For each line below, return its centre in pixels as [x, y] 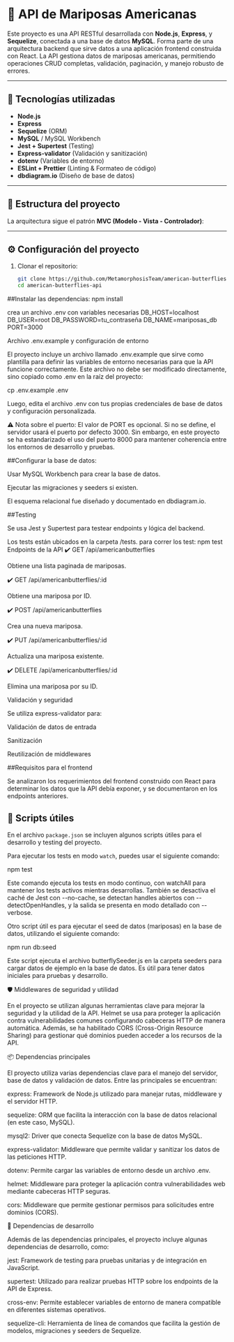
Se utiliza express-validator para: [55, 714]
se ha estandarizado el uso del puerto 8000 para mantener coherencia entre [117, 440]
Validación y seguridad [40, 700]
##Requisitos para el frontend [50, 767]
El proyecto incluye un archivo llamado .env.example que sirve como [106, 354]
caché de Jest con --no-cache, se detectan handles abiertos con [101, 897]
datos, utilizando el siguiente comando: [63, 933]
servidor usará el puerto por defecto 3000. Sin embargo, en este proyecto [114, 432]
